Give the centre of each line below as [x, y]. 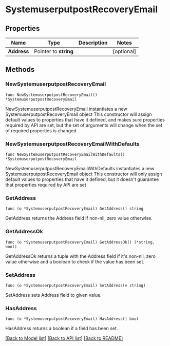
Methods [20, 69]
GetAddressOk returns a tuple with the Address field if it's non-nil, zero [80, 256]
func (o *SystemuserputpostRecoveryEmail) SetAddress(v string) [75, 286]
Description [93, 43]
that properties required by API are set [46, 185]
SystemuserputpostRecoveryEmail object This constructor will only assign [84, 174]
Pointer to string [54, 51]
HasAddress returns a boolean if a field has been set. [62, 329]
